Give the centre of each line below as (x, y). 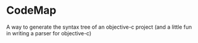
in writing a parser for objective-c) (49, 33)
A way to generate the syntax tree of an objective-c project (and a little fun (99, 27)
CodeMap (31, 10)
